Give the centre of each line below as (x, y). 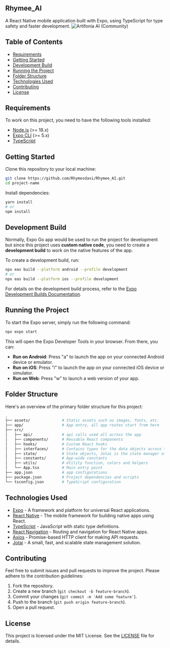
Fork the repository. (33, 586)
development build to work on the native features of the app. (69, 251)
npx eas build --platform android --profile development (67, 270)
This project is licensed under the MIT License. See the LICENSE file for (80, 636)
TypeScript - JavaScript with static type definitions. (66, 526)
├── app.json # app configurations (56, 473)
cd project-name (22, 183)
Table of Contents (34, 42)
